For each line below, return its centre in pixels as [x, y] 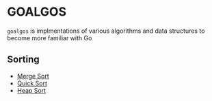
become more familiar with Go [50, 38]
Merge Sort [33, 76]
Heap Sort [31, 90]
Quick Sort [32, 83]
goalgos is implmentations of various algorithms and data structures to [106, 31]
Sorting [23, 60]
